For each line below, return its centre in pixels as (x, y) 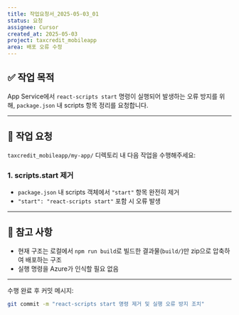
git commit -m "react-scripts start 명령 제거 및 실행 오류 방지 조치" (106, 304)
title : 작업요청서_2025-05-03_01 (53, 14)
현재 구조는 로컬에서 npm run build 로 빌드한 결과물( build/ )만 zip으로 (115, 251)
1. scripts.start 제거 (41, 175)
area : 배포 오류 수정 (35, 47)
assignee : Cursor (33, 27)
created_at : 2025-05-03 (43, 34)
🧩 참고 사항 (30, 232)
